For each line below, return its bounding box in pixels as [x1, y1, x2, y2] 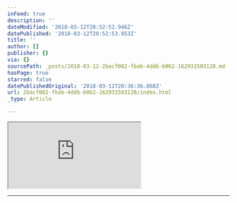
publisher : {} [7, 50, 49, 57]
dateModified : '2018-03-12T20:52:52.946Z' [7, 23, 134, 30]
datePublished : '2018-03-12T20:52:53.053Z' [7, 30, 138, 37]
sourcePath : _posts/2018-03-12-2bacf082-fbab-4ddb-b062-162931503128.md [7, 63, 226, 70]
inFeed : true [7, 10, 46, 18]
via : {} [7, 56, 30, 63]
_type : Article [7, 96, 52, 103]
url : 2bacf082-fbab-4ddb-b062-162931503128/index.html [7, 89, 172, 96]
